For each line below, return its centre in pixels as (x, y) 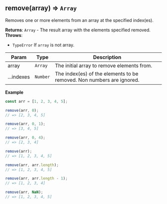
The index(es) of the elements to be (97, 73)
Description (107, 57)
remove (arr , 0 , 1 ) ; (25, 124)
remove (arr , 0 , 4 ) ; (25, 138)
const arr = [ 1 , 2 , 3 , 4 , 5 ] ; (37, 101)
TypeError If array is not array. (43, 45)
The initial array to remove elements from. (104, 65)
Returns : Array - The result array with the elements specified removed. (78, 30)
